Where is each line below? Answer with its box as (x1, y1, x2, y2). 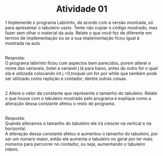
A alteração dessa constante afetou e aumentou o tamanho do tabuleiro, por (5, 131, 158, 136)
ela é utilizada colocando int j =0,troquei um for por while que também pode (5, 70, 157, 76)
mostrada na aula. (5, 40, 41, 46)
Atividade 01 (55, 3, 108, 15)
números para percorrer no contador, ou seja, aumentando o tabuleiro (5, 141, 145, 147)
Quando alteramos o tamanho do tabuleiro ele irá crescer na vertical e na (5, 120, 152, 126)
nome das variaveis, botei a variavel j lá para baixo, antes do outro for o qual (5, 65, 158, 71)
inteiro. (5, 146, 19, 152)
